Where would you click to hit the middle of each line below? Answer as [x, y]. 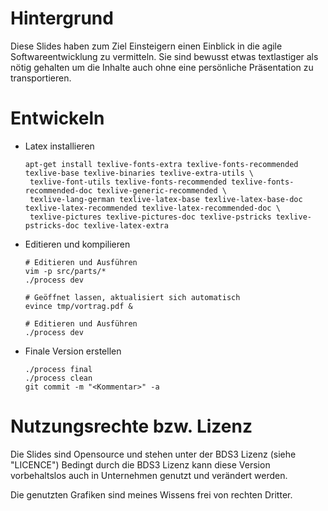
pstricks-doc [52, 225]
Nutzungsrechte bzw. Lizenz [131, 426]
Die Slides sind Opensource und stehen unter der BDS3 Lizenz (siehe [153, 454]
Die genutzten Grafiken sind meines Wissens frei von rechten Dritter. [151, 494]
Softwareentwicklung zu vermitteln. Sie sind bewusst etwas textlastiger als [164, 56]
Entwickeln [57, 118]
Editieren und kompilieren [77, 244]
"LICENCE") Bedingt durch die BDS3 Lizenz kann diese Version [140, 464]
